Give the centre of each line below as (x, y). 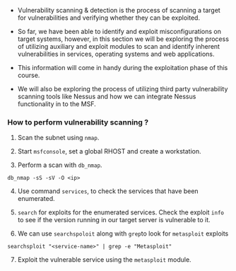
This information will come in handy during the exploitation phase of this (123, 68)
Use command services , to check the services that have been (108, 191)
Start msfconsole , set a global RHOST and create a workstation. (109, 151)
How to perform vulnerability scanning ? (78, 122)
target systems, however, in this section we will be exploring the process (123, 39)
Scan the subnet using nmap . (58, 138)
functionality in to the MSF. (57, 104)
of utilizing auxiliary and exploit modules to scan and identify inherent (119, 46)
